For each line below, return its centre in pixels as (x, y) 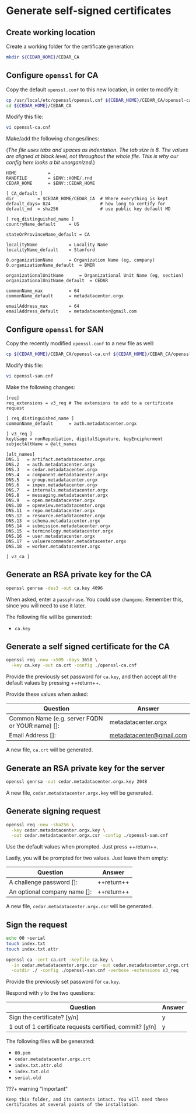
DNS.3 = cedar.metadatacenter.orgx (52, 469)
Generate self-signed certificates (89, 11)
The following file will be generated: (49, 617)
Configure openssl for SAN (55, 329)
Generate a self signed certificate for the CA (88, 646)
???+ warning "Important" (37, 1089)
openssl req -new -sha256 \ (40, 825)
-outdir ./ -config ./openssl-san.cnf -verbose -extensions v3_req (95, 971)
